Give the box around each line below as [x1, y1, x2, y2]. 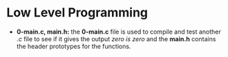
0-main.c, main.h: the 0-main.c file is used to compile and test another [16, 27, 222, 36]
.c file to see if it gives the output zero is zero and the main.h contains [16, 34, 216, 43]
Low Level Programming [6, 5, 149, 21]
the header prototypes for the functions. [16, 42, 131, 50]
